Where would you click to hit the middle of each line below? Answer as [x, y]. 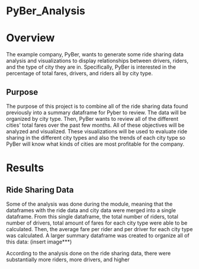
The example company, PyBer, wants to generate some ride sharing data [95, 55]
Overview [31, 38]
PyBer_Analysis [46, 11]
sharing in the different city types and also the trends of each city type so [96, 137]
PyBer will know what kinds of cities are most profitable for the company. [95, 144]
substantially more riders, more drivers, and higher [68, 260]
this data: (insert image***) [39, 242]
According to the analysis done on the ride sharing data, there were [89, 253]
